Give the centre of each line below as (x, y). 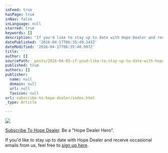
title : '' (15, 51)
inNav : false (19, 19)
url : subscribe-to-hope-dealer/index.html (50, 98)
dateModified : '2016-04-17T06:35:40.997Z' (50, 47)
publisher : (16, 75)
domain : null (23, 84)
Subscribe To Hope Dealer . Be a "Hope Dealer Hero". (59, 131)
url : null (20, 88)
